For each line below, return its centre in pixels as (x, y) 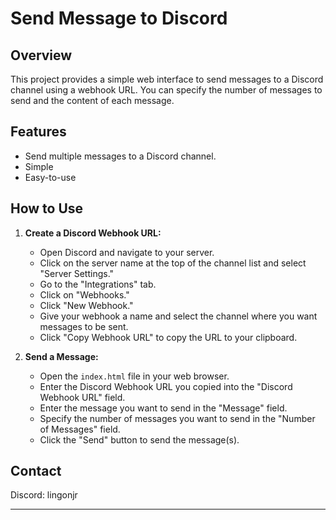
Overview (41, 55)
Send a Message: (61, 356)
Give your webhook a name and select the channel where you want (178, 316)
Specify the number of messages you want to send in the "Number (177, 418)
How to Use (47, 208)
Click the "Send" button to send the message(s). (139, 439)
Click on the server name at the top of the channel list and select (173, 263)
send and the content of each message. (92, 100)
